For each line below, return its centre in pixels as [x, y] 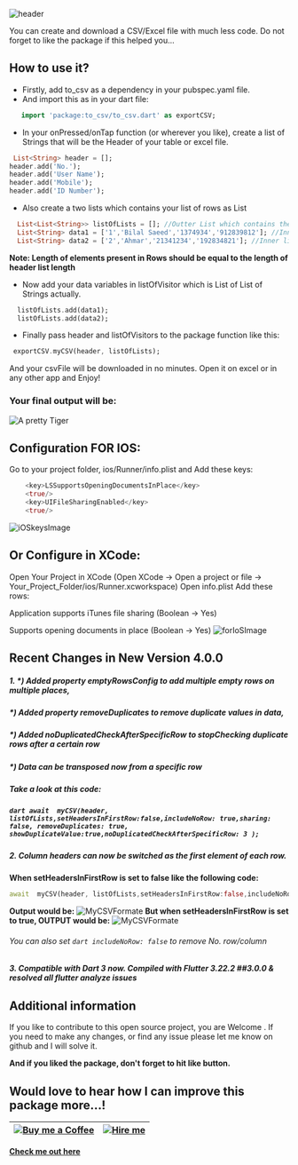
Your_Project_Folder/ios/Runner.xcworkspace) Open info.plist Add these [141, 586]
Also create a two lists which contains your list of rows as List [134, 208]
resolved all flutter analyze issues [73, 978]
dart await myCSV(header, [59, 811]
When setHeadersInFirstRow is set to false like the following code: [134, 878]
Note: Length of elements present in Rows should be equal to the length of [149, 258]
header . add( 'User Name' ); [57, 174]
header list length [42, 267]
